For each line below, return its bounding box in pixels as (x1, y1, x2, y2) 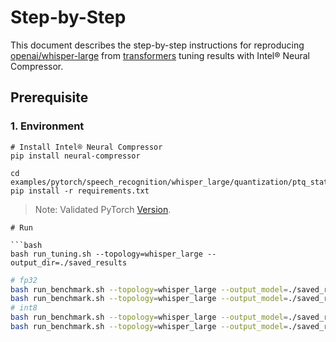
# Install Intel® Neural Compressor (10, 142, 163, 152)
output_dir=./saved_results (10, 257, 128, 268)
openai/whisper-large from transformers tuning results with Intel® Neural (10, 49, 310, 61)
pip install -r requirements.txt (10, 186, 150, 196)
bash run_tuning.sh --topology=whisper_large (10, 249, 203, 259)
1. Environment (10, 119, 85, 133)
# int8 (10, 303, 38, 313)
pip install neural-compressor (10, 151, 141, 161)
